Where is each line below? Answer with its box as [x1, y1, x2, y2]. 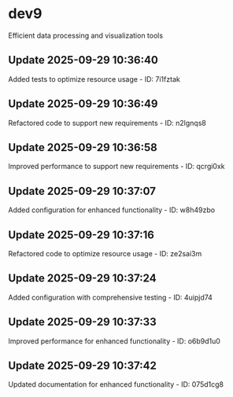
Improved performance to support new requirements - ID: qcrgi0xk [8, 162, 226, 171]
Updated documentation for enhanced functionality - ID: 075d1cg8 [8, 380, 224, 389]
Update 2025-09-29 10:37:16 [8, 228, 155, 241]
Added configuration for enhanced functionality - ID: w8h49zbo [8, 205, 215, 215]
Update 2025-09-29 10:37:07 [8, 184, 156, 197]
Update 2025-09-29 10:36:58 [8, 141, 157, 154]
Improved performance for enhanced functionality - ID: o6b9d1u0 [8, 336, 220, 346]
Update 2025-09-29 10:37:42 [8, 359, 157, 373]
